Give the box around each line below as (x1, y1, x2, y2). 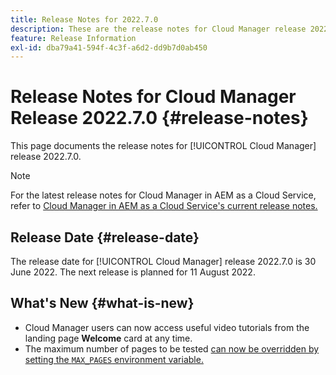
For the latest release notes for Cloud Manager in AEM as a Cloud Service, (10, 189, 317, 201)
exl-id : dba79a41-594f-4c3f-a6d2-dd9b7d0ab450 (10, 42, 208, 53)
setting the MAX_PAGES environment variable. (24, 353, 204, 365)
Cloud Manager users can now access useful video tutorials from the (24, 321, 310, 333)
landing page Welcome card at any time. (24, 332, 193, 344)
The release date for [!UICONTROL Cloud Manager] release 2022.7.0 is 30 (10, 256, 317, 267)
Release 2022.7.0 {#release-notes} (10, 107, 309, 130)
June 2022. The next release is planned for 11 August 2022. (10, 266, 256, 278)
